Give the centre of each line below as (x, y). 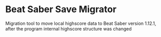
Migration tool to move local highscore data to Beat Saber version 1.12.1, (81, 23)
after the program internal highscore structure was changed (68, 28)
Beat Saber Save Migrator (61, 9)
